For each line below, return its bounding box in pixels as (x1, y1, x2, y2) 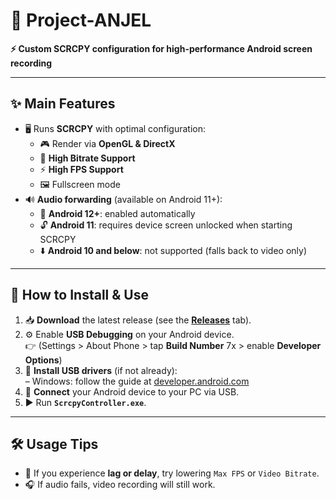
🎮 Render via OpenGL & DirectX (39, 137, 176, 149)
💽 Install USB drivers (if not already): (24, 364, 178, 376)
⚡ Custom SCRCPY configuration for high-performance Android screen (10, 42, 313, 54)
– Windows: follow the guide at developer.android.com (24, 375, 250, 387)
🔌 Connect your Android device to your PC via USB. (24, 385, 240, 398)
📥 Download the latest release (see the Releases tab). (24, 314, 252, 326)
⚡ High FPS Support (39, 163, 124, 175)
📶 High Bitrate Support (39, 152, 136, 164)
